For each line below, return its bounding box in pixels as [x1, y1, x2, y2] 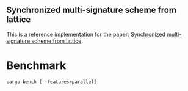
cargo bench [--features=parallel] [6, 79, 97, 85]
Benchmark [6, 59, 67, 72]
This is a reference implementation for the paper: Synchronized [6, 31, 166, 38]
